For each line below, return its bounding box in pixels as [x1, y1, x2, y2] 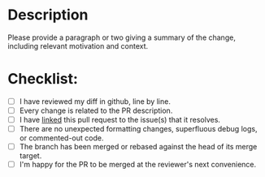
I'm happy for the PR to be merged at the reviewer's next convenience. [19, 160, 257, 170]
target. [19, 151, 42, 161]
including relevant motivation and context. [7, 41, 149, 50]
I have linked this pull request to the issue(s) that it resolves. [19, 115, 221, 124]
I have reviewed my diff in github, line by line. [19, 96, 172, 106]
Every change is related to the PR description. [19, 106, 173, 115]
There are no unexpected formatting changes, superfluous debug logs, [19, 124, 258, 134]
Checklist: [7, 70, 79, 88]
